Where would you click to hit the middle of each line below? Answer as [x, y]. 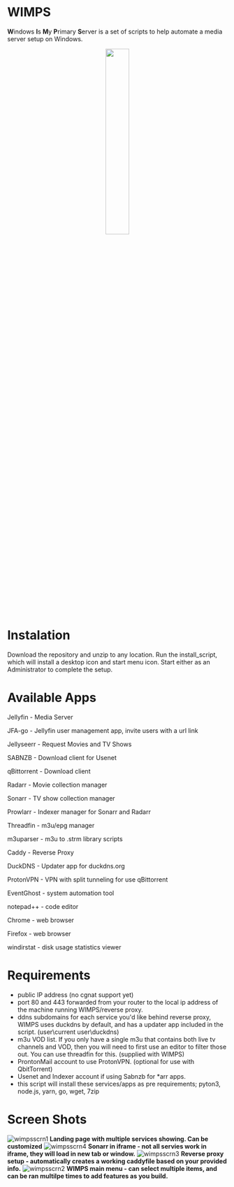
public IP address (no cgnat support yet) [75, 995]
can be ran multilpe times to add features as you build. [88, 1176]
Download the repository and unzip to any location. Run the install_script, [112, 655]
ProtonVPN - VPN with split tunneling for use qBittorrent [88, 879]
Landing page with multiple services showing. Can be [129, 1139]
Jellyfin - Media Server [40, 717]
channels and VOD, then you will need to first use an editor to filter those [122, 1047]
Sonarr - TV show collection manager [61, 798]
